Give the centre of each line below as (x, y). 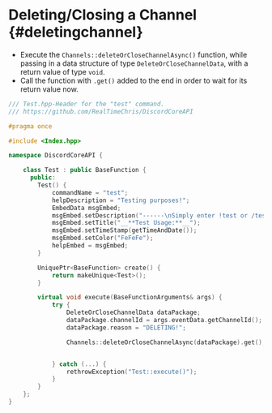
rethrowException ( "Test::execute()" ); (132, 372)
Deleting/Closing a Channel (102, 15)
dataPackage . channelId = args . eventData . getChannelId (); (164, 321)
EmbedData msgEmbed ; (86, 208)
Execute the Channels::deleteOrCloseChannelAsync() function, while (134, 54)
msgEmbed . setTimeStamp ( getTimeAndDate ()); (124, 230)
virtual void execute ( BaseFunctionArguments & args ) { (130, 298)
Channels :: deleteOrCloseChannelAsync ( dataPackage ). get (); (166, 342)
